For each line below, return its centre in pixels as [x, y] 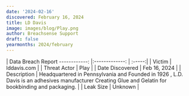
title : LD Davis [26, 23]
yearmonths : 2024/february [40, 45]
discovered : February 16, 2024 [45, 17]
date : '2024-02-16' [30, 12]
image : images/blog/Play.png [42, 28]
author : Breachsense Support [42, 34]
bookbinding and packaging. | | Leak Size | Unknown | [73, 87]
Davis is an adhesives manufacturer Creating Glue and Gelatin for [86, 80]
